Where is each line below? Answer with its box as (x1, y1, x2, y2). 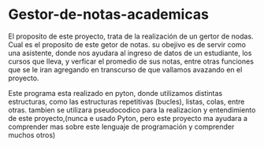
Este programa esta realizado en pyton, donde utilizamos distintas (8, 88, 223, 97)
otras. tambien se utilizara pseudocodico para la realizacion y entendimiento (8, 105, 256, 115)
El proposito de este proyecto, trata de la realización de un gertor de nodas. (8, 31, 254, 41)
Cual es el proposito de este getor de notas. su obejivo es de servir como (8, 39, 247, 49)
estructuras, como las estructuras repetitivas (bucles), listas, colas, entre (8, 97, 245, 106)
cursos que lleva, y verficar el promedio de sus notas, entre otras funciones (8, 57, 255, 66)
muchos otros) (8, 130, 56, 139)
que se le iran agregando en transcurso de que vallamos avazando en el (8, 64, 243, 74)
